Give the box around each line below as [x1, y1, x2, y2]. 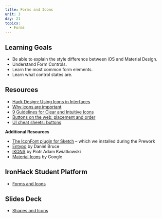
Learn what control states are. [12, 72, 72, 77]
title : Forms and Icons [5, 7, 54, 12]
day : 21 [5, 16, 21, 21]
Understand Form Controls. [12, 61, 67, 67]
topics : [5, 20, 21, 26]
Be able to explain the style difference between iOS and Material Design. [12, 56, 158, 62]
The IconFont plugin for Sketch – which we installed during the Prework [12, 138, 156, 144]
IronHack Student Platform [5, 168, 88, 176]
